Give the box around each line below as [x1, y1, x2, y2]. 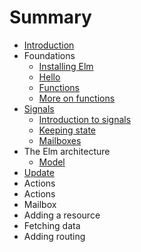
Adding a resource [23, 209, 101, 221]
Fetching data [23, 219, 81, 231]
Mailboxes [38, 134, 82, 146]
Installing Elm [38, 60, 94, 72]
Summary [9, 6, 92, 29]
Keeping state [38, 124, 97, 136]
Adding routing [23, 230, 86, 242]
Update [23, 166, 55, 178]
